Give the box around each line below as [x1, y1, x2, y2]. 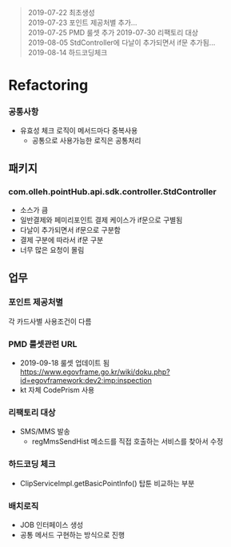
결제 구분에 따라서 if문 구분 [19, 235, 104, 245]
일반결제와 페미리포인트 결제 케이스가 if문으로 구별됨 [19, 215, 183, 225]
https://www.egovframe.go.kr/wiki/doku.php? [19, 367, 170, 377]
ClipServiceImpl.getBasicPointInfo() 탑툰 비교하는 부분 [19, 478, 195, 488]
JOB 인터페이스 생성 [19, 520, 84, 530]
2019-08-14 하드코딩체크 [27, 48, 108, 57]
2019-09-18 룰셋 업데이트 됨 [19, 358, 110, 368]
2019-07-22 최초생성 [27, 8, 95, 17]
